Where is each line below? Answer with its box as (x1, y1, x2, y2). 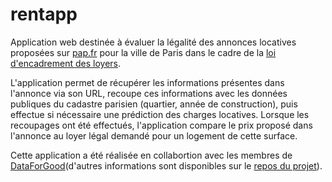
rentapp (10, 3, 78, 26)
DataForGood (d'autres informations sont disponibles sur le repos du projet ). (10, 159, 323, 172)
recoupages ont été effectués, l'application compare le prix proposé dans (10, 119, 313, 131)
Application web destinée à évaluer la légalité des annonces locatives (10, 36, 297, 48)
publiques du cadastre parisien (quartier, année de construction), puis (10, 98, 298, 110)
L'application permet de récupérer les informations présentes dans (10, 76, 285, 88)
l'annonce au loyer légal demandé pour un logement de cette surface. (10, 129, 298, 142)
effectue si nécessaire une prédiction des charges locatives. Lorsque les (10, 108, 310, 120)
